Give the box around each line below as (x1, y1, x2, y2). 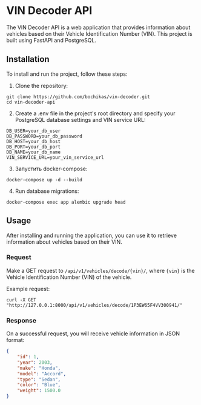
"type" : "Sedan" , (17, 377, 61, 383)
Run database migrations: (15, 187, 79, 195)
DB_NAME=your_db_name (6, 149, 61, 155)
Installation (6, 54, 50, 64)
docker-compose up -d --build (6, 176, 83, 182)
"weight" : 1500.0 (17, 387, 61, 394)
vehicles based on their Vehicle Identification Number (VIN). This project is (6, 30, 193, 37)
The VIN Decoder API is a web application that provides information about (6, 24, 191, 31)
